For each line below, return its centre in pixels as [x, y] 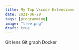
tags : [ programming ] [27, 19]
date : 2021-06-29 [23, 14]
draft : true [17, 28]
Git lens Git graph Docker [31, 42]
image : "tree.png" [24, 24]
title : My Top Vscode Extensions [40, 10]
